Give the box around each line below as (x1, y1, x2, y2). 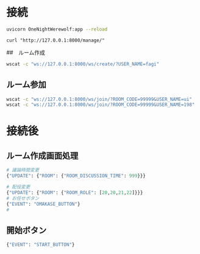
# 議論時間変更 (6, 167, 40, 173)
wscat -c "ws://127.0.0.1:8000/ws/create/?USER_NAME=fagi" (6, 61, 160, 67)
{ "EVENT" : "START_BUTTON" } (6, 242, 75, 248)
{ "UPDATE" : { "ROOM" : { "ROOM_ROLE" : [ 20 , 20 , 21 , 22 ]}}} (6, 189, 143, 196)
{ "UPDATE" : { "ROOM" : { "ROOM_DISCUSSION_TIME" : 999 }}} (6, 173, 146, 179)
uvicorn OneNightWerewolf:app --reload (6, 26, 108, 32)
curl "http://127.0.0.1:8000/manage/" (6, 37, 105, 43)
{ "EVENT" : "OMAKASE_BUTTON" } (6, 201, 80, 207)
